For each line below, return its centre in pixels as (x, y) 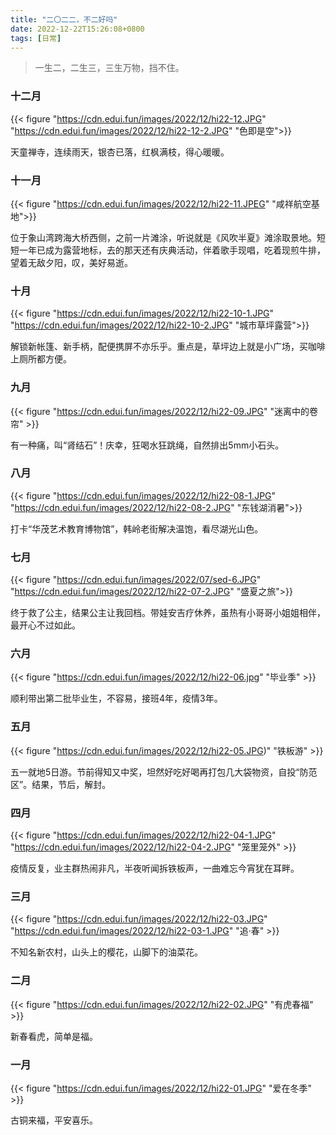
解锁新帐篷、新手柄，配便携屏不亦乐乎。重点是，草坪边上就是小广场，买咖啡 (168, 347)
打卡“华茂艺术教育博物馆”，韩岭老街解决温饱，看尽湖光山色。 (137, 528)
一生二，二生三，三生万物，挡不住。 (109, 68)
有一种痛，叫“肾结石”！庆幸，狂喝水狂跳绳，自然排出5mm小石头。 (147, 445)
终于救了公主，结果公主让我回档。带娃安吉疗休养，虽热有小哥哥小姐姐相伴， (168, 613)
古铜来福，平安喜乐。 (54, 1120)
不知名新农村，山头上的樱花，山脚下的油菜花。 (106, 952)
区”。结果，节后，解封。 (61, 784)
